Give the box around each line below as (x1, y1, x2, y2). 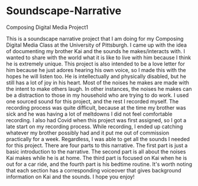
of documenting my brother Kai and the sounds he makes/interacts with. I (6, 47, 185, 54)
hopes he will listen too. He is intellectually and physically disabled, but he (6, 73, 186, 80)
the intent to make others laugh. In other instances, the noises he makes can (6, 85, 192, 92)
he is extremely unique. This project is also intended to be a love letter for (6, 60, 185, 67)
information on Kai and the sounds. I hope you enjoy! (6, 173, 135, 180)
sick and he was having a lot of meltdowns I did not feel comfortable (6, 110, 173, 118)
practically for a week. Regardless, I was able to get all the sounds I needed (6, 135, 190, 142)
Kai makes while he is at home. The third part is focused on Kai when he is (6, 154, 187, 161)
